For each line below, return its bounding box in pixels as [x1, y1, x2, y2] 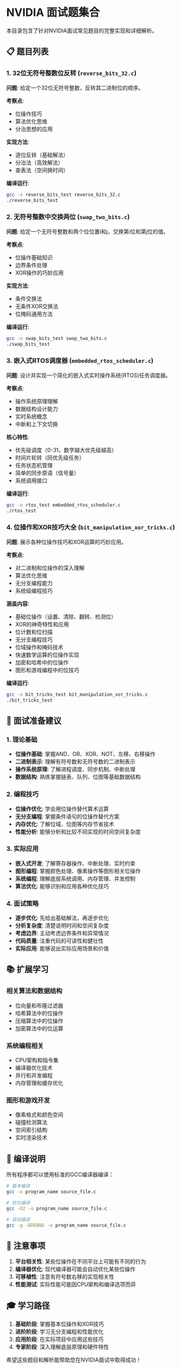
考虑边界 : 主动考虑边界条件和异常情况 [15, 930, 109, 937]
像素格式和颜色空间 [15, 1111, 64, 1118]
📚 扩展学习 [6, 965, 49, 975]
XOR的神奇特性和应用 [15, 620, 69, 628]
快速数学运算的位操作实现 [15, 651, 80, 658]
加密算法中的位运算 [15, 1024, 64, 1032]
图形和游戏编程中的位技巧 [15, 666, 80, 674]
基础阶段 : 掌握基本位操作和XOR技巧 [15, 1320, 104, 1328]
